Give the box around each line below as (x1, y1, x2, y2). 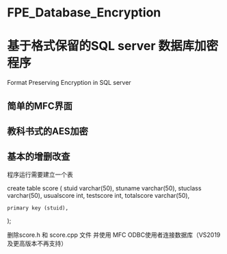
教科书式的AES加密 (7, 125, 89, 137)
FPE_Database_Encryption (7, 5, 161, 21)
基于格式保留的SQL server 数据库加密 (7, 38, 219, 54)
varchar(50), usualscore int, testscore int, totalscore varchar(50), (7, 191, 190, 199)
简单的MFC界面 (7, 100, 73, 112)
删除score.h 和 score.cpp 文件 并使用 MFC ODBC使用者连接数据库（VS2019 (7, 231, 221, 239)
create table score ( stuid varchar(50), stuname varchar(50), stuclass (7, 183, 202, 192)
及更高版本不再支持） (7, 239, 67, 247)
